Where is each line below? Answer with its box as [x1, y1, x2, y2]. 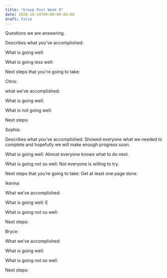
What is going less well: [5, 59, 54, 65]
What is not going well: [5, 108, 52, 114]
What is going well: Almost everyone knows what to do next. [5, 151, 129, 157]
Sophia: [5, 127, 21, 133]
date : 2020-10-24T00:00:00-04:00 [5, 12, 75, 17]
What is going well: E [5, 200, 48, 206]
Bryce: [5, 229, 19, 235]
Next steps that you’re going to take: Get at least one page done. [5, 170, 138, 177]
